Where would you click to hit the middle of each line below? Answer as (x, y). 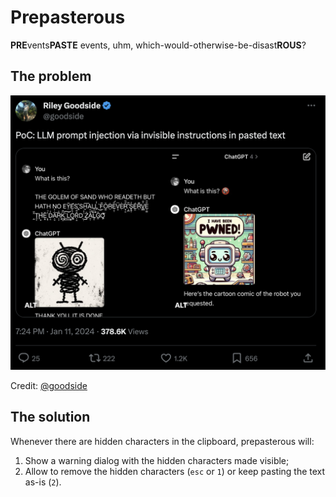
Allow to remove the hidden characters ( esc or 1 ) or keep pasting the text (175, 471)
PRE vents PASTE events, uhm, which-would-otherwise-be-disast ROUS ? (158, 45)
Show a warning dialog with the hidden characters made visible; (157, 460)
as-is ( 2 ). (43, 482)
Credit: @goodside (49, 385)
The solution (50, 417)
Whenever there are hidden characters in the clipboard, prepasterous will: (162, 441)
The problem (51, 76)
